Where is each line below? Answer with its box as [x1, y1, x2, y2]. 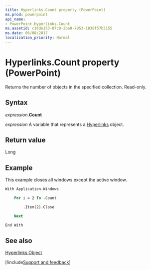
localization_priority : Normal [5, 35, 70, 40]
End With [5, 222, 23, 227]
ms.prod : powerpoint [5, 12, 48, 17]
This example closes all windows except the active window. [5, 177, 127, 183]
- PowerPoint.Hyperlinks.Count [5, 21, 70, 26]
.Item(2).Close [23, 204, 55, 209]
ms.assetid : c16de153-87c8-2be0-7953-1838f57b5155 [5, 26, 113, 31]
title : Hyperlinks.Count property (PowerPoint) [5, 7, 106, 12]
